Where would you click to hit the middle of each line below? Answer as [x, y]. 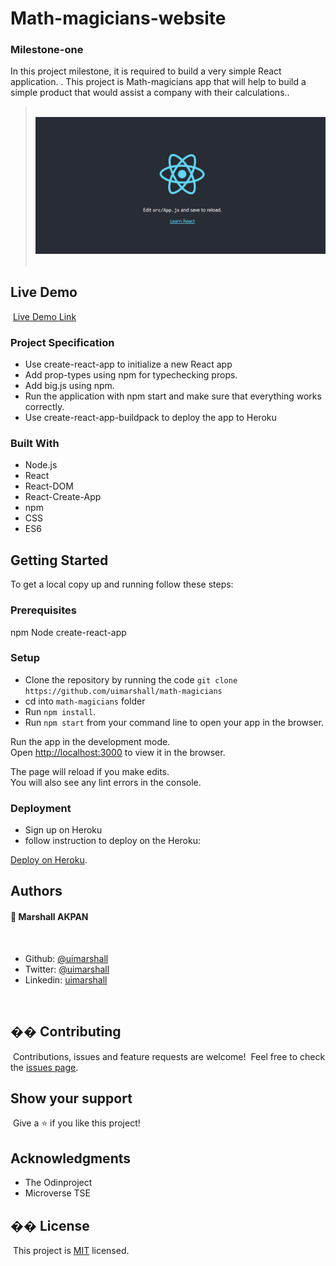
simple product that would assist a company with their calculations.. [150, 93]
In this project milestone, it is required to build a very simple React [146, 71]
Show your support [71, 1098]
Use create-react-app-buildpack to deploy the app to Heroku [150, 418]
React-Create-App [63, 497]
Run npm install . [60, 711]
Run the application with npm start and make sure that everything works [173, 396]
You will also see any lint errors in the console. [106, 782]
